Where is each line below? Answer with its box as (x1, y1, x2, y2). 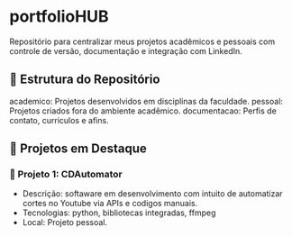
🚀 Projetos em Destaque (9, 141, 147, 157)
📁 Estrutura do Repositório (9, 72, 160, 87)
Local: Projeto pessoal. (22, 217, 108, 228)
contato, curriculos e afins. (9, 114, 110, 125)
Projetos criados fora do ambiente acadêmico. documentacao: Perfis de (9, 105, 277, 116)
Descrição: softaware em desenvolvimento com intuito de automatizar (22, 188, 283, 199)
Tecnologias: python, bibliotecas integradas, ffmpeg (22, 207, 216, 218)
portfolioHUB (9, 6, 110, 27)
